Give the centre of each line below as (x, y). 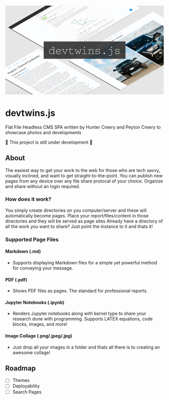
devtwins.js (30, 113)
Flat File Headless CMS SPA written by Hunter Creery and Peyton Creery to (83, 127)
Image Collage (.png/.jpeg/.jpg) (39, 335)
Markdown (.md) (23, 251)
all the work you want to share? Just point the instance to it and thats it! (79, 226)
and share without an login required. (43, 186)
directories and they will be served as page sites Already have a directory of (84, 221)
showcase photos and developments (43, 132)
